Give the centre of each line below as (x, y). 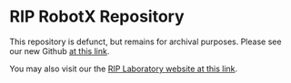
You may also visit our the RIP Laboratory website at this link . (124, 69)
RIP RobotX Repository (97, 17)
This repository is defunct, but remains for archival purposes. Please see (145, 41)
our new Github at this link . (60, 51)
